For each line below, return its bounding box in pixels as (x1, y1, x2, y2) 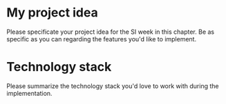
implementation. (6, 89, 53, 97)
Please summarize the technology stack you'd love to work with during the (6, 81, 219, 90)
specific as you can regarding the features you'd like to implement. (6, 34, 197, 43)
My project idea (6, 5, 98, 21)
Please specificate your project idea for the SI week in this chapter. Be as (6, 28, 215, 36)
